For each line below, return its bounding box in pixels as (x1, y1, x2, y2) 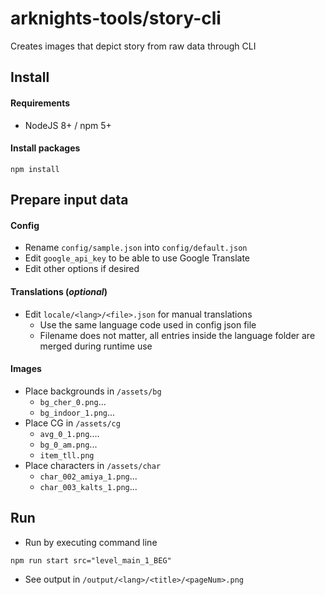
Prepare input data (10, 192, 129, 209)
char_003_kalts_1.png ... (39, 480, 138, 492)
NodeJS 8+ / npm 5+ (24, 119, 112, 131)
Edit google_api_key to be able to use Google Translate (24, 252, 250, 264)
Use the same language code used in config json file (39, 318, 257, 331)
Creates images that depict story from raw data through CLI (10, 40, 257, 52)
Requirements (10, 97, 71, 109)
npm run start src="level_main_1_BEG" (10, 555, 172, 566)
